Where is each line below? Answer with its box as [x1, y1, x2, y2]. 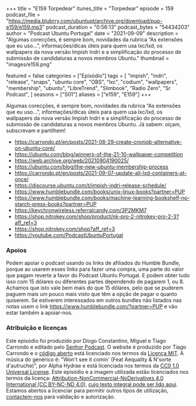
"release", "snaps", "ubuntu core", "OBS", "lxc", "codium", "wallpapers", [6, 78, 178, 85]
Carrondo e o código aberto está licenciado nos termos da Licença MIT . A [6, 349, 184, 356]
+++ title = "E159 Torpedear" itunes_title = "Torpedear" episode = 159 [6, 5, 174, 12]
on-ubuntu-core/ [14, 144, 55, 152]
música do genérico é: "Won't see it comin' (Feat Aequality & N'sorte [6, 356, 171, 363]
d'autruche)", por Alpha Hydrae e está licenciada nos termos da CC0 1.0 [6, 362, 180, 369]
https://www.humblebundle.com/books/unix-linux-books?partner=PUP [14, 188, 185, 195]
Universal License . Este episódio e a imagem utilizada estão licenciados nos [6, 368, 189, 375]
